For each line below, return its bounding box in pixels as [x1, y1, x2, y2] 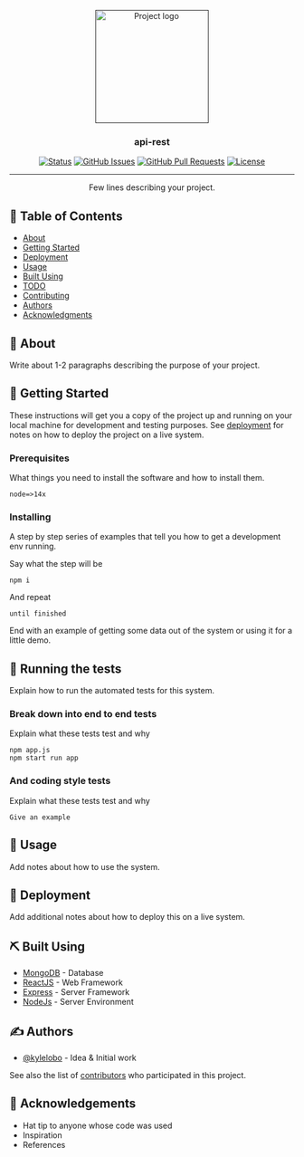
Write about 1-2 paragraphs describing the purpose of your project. [9, 359, 261, 370]
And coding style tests [9, 775, 111, 788]
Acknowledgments [22, 310, 93, 320]
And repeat [9, 592, 52, 603]
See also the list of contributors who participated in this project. [9, 1069, 247, 1080]
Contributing [22, 291, 70, 301]
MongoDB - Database [22, 968, 104, 979]
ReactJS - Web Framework [22, 977, 124, 988]
